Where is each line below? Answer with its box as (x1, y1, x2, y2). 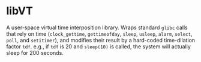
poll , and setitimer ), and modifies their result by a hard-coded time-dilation (6, 36, 196, 44)
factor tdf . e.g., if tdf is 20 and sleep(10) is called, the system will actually (6, 43, 191, 50)
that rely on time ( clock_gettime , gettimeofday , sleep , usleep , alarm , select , (6, 30, 193, 37)
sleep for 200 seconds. (6, 49, 64, 56)
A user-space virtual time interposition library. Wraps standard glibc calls (6, 24, 188, 31)
